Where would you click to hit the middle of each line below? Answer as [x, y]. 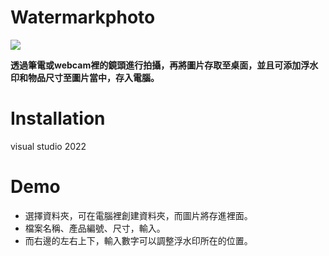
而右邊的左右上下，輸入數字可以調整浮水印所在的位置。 [138, 240]
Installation [58, 118]
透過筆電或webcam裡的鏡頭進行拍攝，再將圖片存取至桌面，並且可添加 [156, 65]
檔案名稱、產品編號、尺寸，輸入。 [95, 228]
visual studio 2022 [48, 146]
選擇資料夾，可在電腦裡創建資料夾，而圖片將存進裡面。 [138, 215]
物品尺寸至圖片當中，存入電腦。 [93, 77]
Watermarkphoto [83, 17]
